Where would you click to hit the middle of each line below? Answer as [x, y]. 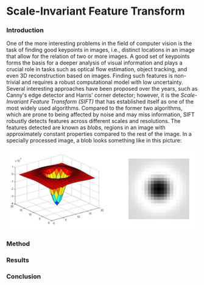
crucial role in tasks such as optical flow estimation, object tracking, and [97, 69]
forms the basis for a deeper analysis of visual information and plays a [94, 63]
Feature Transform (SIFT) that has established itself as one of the [112, 102]
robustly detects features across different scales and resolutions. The [93, 121]
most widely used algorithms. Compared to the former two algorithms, [94, 108]
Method [18, 244]
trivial [13, 82]
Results [18, 260]
